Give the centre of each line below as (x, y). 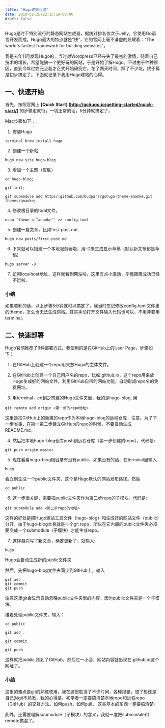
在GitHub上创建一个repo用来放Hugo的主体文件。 (62, 365)
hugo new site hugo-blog (30, 160)
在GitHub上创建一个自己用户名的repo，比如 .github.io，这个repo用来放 (83, 375)
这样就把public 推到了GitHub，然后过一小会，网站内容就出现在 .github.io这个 (82, 660)
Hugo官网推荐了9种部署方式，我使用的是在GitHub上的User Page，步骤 (77, 348)
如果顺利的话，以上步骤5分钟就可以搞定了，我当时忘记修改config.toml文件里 (82, 306)
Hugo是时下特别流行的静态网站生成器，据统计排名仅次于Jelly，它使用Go (79, 34)
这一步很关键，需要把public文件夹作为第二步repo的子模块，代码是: (80, 498)
